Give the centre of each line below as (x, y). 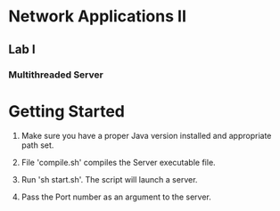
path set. (37, 145)
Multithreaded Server (56, 75)
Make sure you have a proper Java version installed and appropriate (146, 136)
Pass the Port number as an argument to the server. (116, 197)
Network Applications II (98, 16)
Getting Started (67, 111)
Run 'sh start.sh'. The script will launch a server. (109, 180)
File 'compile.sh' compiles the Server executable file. (118, 163)
